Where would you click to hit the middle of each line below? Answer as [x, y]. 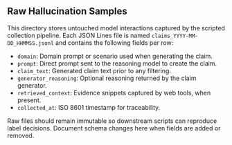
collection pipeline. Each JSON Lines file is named [79, 35]
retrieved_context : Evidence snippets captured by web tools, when [114, 93]
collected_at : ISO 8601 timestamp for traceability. [89, 107]
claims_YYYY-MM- [175, 36]
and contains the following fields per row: [114, 42]
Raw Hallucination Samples [67, 11]
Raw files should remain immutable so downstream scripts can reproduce [112, 121]
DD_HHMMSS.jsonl [30, 43]
